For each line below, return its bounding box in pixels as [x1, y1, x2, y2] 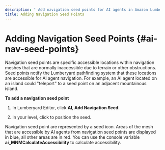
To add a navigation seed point [5, 95, 69, 101]
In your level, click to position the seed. [12, 114, 92, 120]
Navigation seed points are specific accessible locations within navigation [5, 60, 155, 65]
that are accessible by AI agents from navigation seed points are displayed [5, 129, 156, 135]
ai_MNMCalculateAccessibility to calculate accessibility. [5, 140, 121, 146]
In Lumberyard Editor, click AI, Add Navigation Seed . [12, 105, 120, 111]
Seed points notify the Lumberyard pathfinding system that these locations [5, 70, 157, 76]
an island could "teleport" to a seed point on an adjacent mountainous [5, 81, 147, 87]
